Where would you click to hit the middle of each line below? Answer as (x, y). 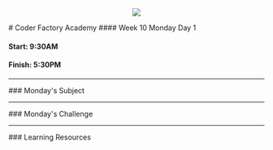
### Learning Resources (50, 137)
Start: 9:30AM (33, 46)
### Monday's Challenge (51, 114)
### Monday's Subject (47, 90)
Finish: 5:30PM (35, 65)
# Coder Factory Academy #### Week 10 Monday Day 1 (102, 28)
